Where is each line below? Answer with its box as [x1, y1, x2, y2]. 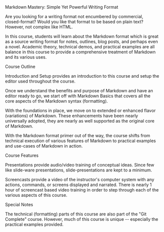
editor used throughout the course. [5, 78, 76, 84]
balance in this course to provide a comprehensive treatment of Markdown [5, 49, 156, 55]
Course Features [5, 152, 39, 158]
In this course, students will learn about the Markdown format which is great [5, 34, 159, 39]
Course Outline [5, 63, 36, 69]
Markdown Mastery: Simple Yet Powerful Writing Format [5, 4, 118, 10]
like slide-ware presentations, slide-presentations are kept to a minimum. [5, 167, 152, 173]
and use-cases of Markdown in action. [5, 143, 83, 148]
